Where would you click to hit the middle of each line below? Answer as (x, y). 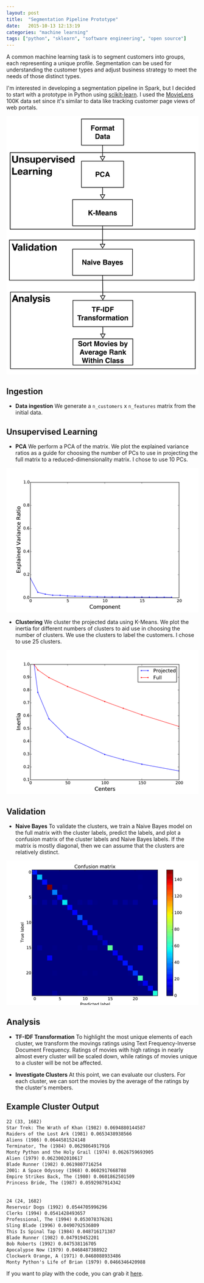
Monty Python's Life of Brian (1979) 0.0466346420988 (76, 1262)
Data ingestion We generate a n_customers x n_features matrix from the (105, 406)
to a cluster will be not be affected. (58, 1063)
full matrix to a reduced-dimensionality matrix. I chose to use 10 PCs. (101, 460)
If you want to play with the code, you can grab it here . (75, 1273)
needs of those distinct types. (44, 76)
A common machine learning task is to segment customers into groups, (96, 57)
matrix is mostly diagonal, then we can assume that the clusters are (100, 845)
